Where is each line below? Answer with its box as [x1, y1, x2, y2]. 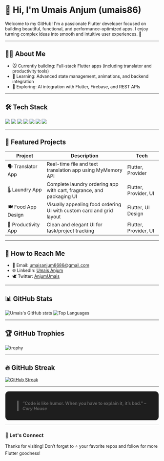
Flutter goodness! [5, 450, 41, 456]
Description [70, 152, 99, 159]
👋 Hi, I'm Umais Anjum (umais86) [5, 4, 142, 16]
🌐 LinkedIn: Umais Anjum [12, 267, 63, 273]
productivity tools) [12, 68, 49, 74]
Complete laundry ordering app [46, 181, 119, 188]
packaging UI [46, 193, 77, 200]
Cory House [22, 405, 47, 411]
